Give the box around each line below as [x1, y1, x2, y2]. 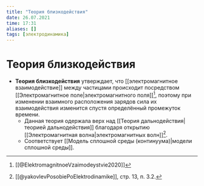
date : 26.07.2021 [6, 15, 50, 21]
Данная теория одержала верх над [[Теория [24, 117, 140, 124]
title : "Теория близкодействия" [6, 8, 88, 15]
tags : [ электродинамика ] [6, 32, 69, 38]
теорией [24, 124, 46, 131]
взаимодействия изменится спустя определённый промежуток [15, 104, 181, 111]
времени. [15, 110, 40, 118]
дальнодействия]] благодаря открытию [47, 124, 150, 131]
